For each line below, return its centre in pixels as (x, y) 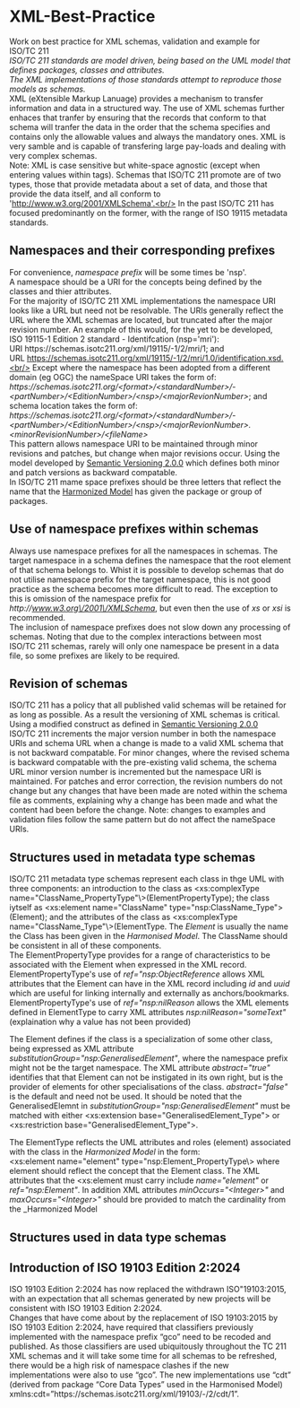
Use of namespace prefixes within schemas (134, 530)
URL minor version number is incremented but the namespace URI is (136, 772)
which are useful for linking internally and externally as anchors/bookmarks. (149, 994)
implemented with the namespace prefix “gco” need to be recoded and (140, 1337)
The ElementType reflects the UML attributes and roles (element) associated (150, 1143)
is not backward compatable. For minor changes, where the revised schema (150, 753)
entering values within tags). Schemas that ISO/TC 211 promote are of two (146, 174)
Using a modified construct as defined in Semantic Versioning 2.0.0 (134, 725)
